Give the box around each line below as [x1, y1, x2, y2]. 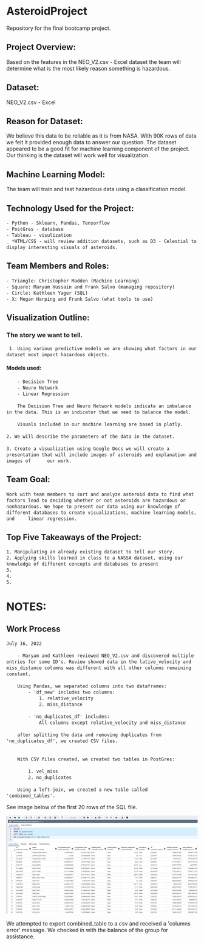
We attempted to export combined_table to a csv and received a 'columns [6, 919, 191, 927]
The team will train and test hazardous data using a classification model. [6, 186, 187, 193]
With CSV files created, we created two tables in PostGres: [17, 756, 175, 762]
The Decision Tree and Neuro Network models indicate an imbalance [17, 403, 191, 409]
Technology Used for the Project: [6, 203, 134, 214]
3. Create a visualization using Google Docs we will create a [6, 446, 170, 452]
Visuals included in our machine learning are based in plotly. [17, 421, 183, 427]
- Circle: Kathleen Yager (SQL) [6, 290, 88, 296]
